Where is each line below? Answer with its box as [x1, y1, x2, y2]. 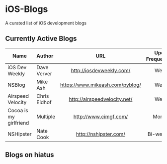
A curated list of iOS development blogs [5, 20, 87, 26]
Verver [36, 70, 52, 77]
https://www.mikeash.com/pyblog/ [60, 81, 142, 88]
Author [36, 52, 54, 59]
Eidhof [36, 99, 52, 106]
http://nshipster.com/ [76, 131, 126, 138]
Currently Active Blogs [5, 34, 77, 43]
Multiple [36, 113, 56, 120]
